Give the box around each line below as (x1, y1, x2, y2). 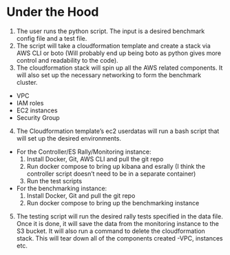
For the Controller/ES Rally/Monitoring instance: (16, 147, 152, 156)
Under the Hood (6, 4, 99, 20)
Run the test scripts (26, 176, 83, 185)
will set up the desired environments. (16, 134, 122, 142)
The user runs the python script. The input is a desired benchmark (16, 27, 205, 35)
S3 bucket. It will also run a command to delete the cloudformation (16, 227, 206, 235)
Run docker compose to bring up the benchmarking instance (26, 198, 200, 207)
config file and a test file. (16, 34, 87, 42)
